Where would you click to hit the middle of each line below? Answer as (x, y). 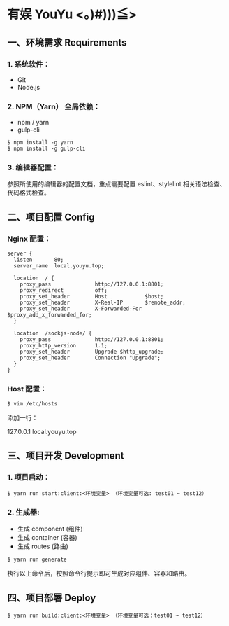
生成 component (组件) (50, 529)
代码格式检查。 (29, 193)
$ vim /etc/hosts (32, 404)
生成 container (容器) (47, 538)
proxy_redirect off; (64, 291)
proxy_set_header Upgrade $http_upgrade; (92, 352)
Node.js (29, 87)
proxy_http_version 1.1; (64, 346)
